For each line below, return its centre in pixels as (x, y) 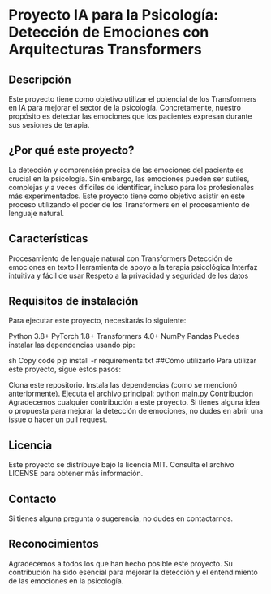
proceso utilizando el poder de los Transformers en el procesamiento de (129, 204)
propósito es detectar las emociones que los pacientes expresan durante (130, 116)
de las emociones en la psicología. (66, 581)
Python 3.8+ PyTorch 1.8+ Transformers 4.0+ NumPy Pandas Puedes (124, 336)
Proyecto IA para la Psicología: (114, 15)
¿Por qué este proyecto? (71, 151)
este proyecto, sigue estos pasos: (65, 369)
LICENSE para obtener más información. (76, 474)
